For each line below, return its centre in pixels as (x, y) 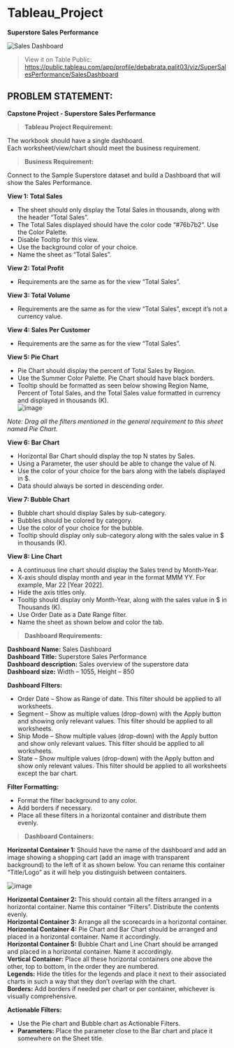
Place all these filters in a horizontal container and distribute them (112, 815)
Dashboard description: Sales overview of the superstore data (98, 664)
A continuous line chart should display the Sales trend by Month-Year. (118, 570)
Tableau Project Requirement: (68, 127)
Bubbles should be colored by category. (75, 520)
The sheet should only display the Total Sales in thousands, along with (118, 210)
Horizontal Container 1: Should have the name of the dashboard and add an (117, 850)
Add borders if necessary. (55, 808)
